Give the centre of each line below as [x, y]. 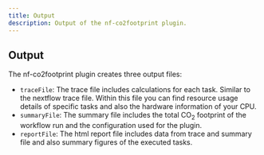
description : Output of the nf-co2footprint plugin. [98, 23]
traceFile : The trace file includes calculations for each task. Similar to [135, 90]
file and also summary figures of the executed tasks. [106, 142]
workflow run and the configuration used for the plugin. [111, 126]
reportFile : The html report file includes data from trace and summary [136, 134]
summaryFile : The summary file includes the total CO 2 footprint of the [133, 116]
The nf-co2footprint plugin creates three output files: [95, 74]
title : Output [32, 15]
